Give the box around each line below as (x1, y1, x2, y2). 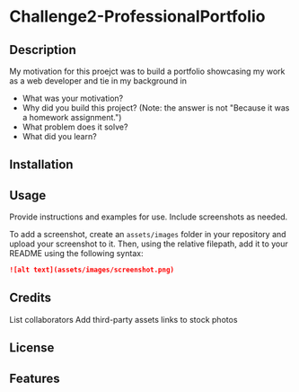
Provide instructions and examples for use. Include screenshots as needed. (9, 211, 288, 222)
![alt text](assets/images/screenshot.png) (9, 265, 175, 275)
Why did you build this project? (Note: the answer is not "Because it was (22, 102, 290, 113)
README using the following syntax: (9, 248, 144, 259)
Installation (9, 157, 74, 173)
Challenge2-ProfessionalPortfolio (9, 6, 266, 27)
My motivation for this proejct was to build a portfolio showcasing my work (9, 66, 286, 76)
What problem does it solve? (22, 121, 128, 132)
